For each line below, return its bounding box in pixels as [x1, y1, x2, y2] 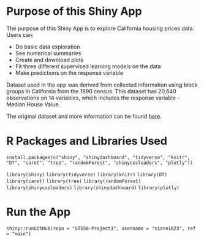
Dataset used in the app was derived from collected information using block [6, 81, 198, 88]
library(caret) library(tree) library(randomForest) [6, 178, 142, 184]
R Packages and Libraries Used [6, 134, 167, 148]
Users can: [6, 31, 34, 38]
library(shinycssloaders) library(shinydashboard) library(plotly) [6, 184, 179, 191]
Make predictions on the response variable [15, 69, 124, 76]
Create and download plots [15, 56, 84, 63]
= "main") [6, 230, 32, 237]
